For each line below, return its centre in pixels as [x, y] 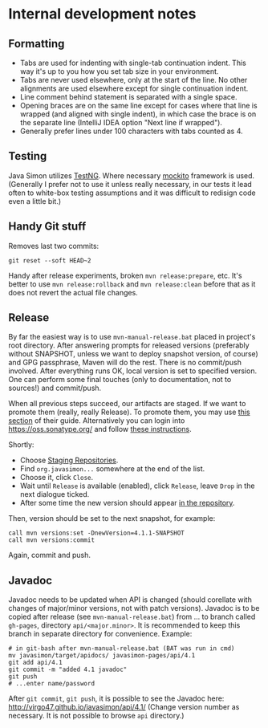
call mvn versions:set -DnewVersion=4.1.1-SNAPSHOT [96, 533]
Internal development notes [102, 14]
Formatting [37, 44]
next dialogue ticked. [55, 494]
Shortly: [21, 445]
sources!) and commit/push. [55, 388]
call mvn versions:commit [51, 540]
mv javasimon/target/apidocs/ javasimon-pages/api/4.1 [102, 656]
